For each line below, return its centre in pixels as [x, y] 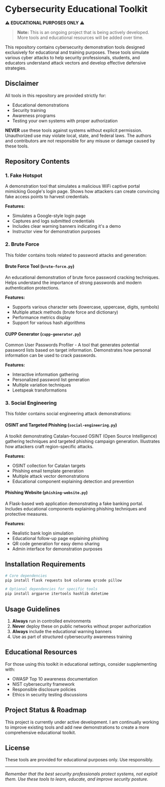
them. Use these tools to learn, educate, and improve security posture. [77, 779]
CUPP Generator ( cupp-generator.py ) [43, 334]
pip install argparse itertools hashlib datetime [57, 594]
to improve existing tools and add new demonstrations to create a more [77, 727]
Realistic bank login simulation [43, 533]
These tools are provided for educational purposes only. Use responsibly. [79, 760]
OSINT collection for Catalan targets [49, 465]
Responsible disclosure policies [44, 689]
